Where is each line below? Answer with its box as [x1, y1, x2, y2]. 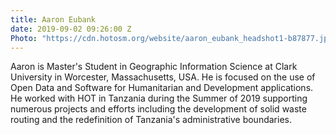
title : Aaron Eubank [10, 14, 97, 25]
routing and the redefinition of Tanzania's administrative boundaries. [10, 114, 292, 126]
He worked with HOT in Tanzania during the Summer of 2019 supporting [10, 92, 308, 105]
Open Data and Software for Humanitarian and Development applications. [10, 82, 314, 94]
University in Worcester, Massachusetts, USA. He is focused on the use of [10, 71, 316, 83]
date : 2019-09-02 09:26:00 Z [10, 24, 132, 34]
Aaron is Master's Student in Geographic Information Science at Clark [10, 61, 298, 73]
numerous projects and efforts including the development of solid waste [10, 103, 307, 115]
